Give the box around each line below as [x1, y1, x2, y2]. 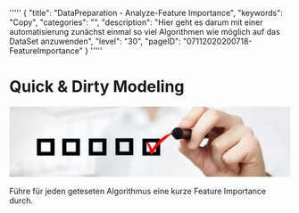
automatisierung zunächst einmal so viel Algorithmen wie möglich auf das [9, 27, 281, 37]
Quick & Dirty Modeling [9, 77, 185, 97]
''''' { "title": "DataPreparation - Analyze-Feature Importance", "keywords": [9, 8, 284, 18]
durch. [9, 195, 34, 206]
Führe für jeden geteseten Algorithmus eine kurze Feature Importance [9, 185, 266, 196]
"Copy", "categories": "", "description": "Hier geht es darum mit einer [9, 17, 263, 28]
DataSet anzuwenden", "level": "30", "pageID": [9, 36, 181, 46]
